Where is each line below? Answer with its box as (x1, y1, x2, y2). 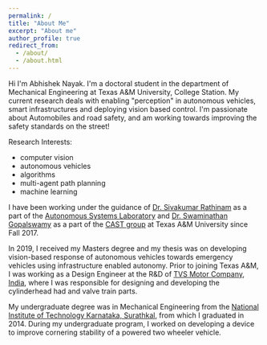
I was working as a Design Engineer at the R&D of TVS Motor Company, (8, 269, 245, 278)
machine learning (19, 187, 78, 196)
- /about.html (15, 57, 63, 65)
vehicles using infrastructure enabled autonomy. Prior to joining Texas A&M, (8, 261, 259, 270)
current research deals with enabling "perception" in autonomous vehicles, (8, 96, 257, 105)
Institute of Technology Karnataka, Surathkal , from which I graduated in (8, 310, 245, 320)
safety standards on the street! (8, 121, 110, 131)
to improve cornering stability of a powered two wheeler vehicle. (8, 327, 222, 337)
